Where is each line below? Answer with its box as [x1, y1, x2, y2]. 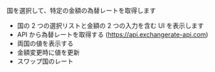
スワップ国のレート [16, 57, 74, 66]
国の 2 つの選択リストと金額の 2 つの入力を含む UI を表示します [16, 21, 204, 30]
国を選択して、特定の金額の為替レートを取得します [6, 6, 156, 14]
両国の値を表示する [16, 39, 74, 48]
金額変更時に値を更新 [16, 48, 80, 56]
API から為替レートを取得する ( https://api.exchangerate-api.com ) [16, 31, 209, 38]
